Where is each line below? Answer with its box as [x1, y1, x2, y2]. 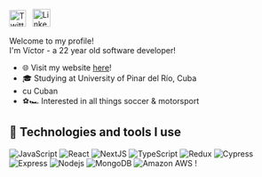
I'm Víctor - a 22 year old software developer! [9, 45, 176, 55]
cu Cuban [21, 85, 59, 96]
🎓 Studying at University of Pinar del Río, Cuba [21, 73, 197, 84]
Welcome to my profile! [9, 36, 95, 46]
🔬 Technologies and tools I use [9, 125, 182, 140]
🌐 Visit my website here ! [21, 62, 113, 73]
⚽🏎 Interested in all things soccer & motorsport [21, 96, 200, 106]
